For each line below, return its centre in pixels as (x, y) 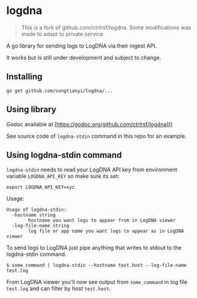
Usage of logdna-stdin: (37, 210)
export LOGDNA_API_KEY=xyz (41, 187)
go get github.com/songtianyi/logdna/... (60, 91)
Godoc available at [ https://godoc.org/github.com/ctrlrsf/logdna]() (89, 124)
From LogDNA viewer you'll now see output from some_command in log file (97, 282)
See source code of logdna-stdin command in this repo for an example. (96, 136)
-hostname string (34, 215)
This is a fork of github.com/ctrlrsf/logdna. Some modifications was (106, 27)
